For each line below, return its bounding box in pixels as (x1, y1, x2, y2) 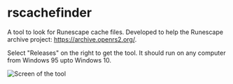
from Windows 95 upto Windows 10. (7, 56, 112, 64)
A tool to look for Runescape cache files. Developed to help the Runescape (7, 28, 224, 36)
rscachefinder (7, 5, 92, 21)
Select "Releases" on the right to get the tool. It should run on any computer (7, 49, 226, 57)
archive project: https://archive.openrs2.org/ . (7, 35, 137, 43)
